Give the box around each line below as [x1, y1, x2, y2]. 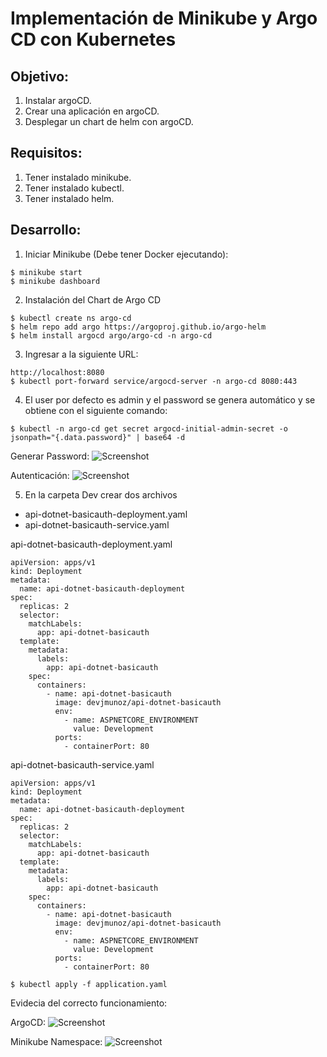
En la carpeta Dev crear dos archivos [24, 488, 178, 501]
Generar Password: [10, 450, 90, 462]
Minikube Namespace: [10, 1035, 103, 1047]
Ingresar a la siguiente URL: [24, 348, 139, 360]
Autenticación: [10, 469, 70, 481]
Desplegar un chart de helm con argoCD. [24, 116, 194, 127]
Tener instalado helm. [24, 192, 115, 204]
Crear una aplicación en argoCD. [24, 105, 160, 117]
